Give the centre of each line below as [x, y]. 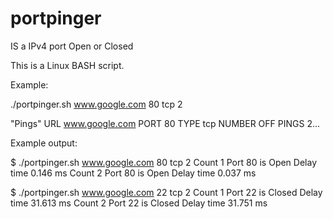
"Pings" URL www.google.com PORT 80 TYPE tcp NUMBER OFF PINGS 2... [165, 123]
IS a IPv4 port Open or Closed [72, 46]
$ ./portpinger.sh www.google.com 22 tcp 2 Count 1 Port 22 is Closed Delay [166, 192]
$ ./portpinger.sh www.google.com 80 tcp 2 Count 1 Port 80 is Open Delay [164, 162]
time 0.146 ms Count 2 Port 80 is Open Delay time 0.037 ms [133, 173]
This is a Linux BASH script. [67, 65]
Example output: [44, 143]
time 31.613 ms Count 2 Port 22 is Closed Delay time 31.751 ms [139, 203]
